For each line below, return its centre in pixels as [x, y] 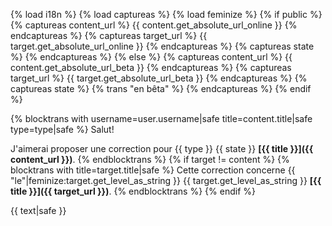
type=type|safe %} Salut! [62, 129]
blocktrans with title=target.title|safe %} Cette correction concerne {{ [153, 170]
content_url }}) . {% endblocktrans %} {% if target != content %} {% [150, 159]
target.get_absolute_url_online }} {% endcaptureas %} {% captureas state [162, 46]
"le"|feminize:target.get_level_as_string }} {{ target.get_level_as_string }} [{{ [166, 180]
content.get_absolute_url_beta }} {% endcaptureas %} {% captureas [151, 67]
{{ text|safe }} [38, 210]
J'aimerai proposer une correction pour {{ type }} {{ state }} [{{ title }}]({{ [162, 148]
